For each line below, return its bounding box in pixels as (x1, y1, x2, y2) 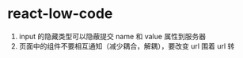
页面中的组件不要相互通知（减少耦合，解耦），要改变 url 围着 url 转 (18, 41, 235, 51)
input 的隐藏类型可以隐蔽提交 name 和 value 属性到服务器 (18, 31, 207, 41)
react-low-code (7, 5, 113, 23)
